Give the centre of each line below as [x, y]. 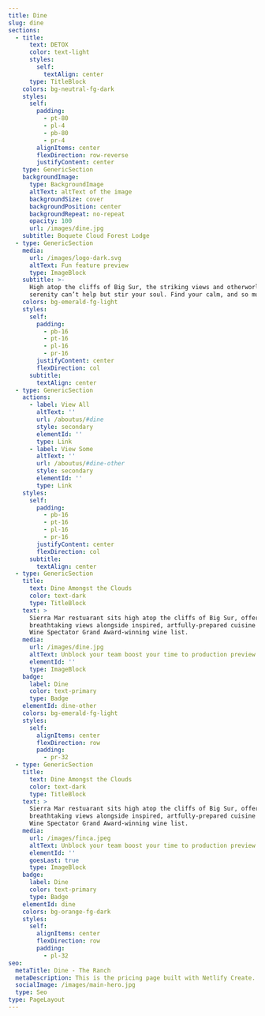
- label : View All [59, 405]
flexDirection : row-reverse [82, 155]
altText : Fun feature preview [78, 265]
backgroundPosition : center [75, 206]
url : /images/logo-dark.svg [75, 258]
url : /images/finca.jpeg [70, 838]
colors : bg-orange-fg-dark [67, 912]
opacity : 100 [50, 221]
